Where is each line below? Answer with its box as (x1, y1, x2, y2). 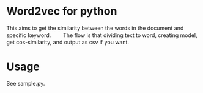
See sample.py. (6, 80, 45, 87)
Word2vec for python (6, 4, 117, 18)
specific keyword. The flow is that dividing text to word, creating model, (6, 32, 197, 39)
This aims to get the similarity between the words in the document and (6, 24, 184, 32)
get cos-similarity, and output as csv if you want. (6, 38, 130, 46)
